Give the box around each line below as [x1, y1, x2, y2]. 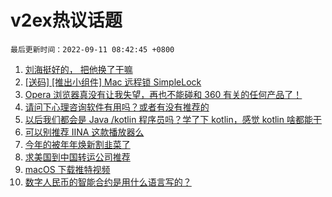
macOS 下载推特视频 [24, 163, 111, 175]
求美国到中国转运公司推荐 [24, 151, 131, 163]
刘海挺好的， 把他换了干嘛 [24, 63, 133, 75]
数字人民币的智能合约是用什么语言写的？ [24, 176, 192, 188]
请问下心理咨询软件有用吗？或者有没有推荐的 [24, 101, 210, 113]
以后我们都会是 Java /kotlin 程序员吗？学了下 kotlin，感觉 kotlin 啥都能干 [24, 113, 322, 125]
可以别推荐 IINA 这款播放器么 [24, 126, 145, 138]
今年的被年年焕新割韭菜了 [24, 138, 131, 150]
